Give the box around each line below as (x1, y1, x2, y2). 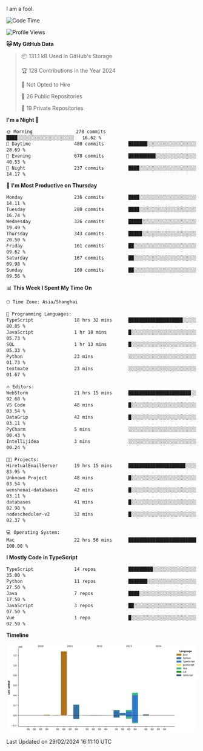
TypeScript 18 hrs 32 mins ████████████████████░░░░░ (6, 317, 197, 323)
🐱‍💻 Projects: (6, 457, 39, 463)
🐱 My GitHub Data (6, 41, 55, 47)
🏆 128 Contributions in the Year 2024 (21, 67, 116, 74)
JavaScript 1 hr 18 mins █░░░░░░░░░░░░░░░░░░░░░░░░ (6, 329, 197, 335)
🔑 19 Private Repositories (21, 104, 84, 112)
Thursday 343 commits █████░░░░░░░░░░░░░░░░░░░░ (6, 231, 197, 237)
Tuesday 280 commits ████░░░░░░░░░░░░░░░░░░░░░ (6, 206, 197, 212)
